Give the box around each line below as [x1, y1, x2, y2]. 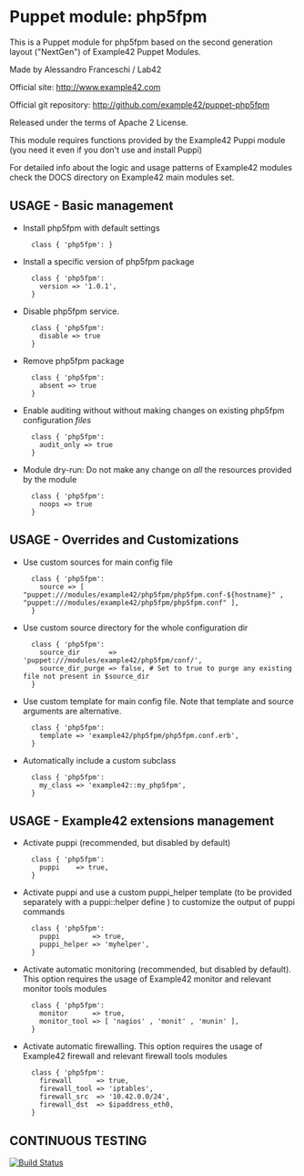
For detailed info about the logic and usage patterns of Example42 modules [9, 161, 293, 172]
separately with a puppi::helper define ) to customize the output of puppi [22, 897, 296, 908]
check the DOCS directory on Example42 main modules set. [9, 172, 235, 182]
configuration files [22, 414, 92, 425]
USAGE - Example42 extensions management [9, 813, 275, 828]
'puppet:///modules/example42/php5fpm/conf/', [22, 655, 203, 665]
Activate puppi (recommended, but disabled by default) [22, 838, 231, 848]
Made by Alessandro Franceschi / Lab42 [9, 64, 162, 75]
